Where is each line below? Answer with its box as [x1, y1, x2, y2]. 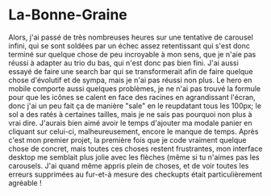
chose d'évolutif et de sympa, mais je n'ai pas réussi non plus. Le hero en [8, 75, 252, 85]
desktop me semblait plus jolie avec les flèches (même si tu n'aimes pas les [8, 152, 260, 162]
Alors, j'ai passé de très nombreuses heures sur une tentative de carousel [8, 32, 254, 42]
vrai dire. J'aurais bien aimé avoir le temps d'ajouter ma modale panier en [8, 118, 252, 127]
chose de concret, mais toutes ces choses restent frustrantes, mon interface [8, 144, 263, 153]
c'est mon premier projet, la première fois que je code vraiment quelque [8, 135, 247, 144]
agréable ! [8, 177, 42, 187]
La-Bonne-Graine [8, 6, 127, 24]
